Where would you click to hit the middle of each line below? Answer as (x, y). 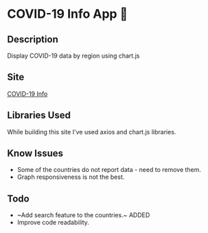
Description (33, 39)
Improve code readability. (53, 223)
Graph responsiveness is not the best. (71, 177)
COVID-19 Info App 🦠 (68, 14)
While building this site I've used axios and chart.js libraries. (92, 132)
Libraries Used (39, 115)
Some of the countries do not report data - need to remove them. (109, 170)
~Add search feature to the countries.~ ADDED (83, 215)
